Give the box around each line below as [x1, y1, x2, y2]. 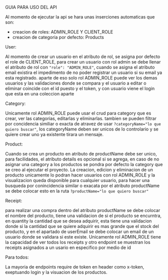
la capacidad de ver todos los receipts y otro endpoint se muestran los [5, 239, 151, 245]
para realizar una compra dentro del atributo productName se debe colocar [5, 207, 160, 213]
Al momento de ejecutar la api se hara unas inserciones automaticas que [5, 14, 155, 19]
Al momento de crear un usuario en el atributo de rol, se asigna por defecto [5, 53, 160, 59]
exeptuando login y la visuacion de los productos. [5, 269, 107, 275]
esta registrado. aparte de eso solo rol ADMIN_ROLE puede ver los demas [5, 75, 157, 80]
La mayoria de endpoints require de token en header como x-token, [5, 264, 144, 269]
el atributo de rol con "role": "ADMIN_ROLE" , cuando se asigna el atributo [5, 64, 155, 70]
